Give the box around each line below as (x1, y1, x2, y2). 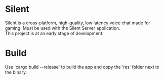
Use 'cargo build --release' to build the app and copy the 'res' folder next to (5, 64, 160, 70)
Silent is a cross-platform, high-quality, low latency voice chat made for (5, 20, 151, 26)
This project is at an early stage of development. (5, 30, 104, 36)
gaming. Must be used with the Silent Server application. (5, 25, 121, 31)
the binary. (5, 69, 27, 75)
